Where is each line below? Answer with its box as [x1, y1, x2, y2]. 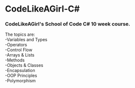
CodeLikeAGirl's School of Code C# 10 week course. [5, 21, 131, 28]
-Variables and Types [5, 37, 47, 43]
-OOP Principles [5, 73, 37, 78]
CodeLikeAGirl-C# [5, 3, 80, 15]
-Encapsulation [5, 68, 35, 73]
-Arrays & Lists [5, 52, 35, 58]
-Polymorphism [5, 78, 36, 84]
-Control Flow [5, 47, 32, 53]
